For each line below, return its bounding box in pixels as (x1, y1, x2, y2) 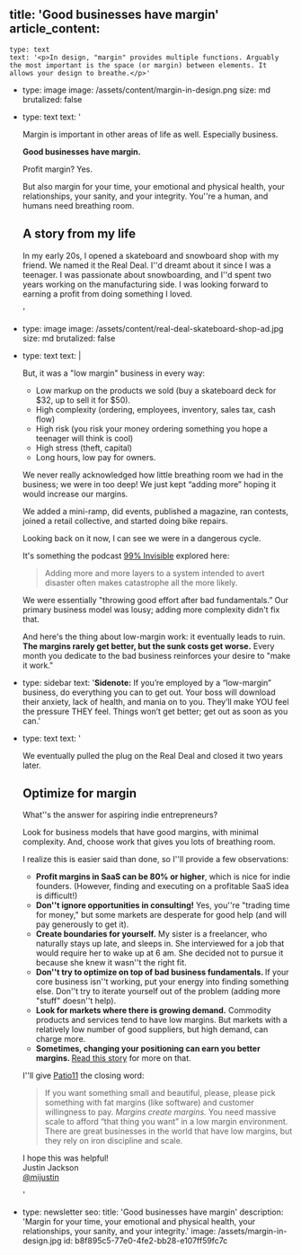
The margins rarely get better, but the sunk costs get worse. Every (22, 640, 275, 651)
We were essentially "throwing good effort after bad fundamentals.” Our (22, 594, 289, 605)
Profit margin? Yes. (22, 164, 93, 174)
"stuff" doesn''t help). (35, 995, 117, 1006)
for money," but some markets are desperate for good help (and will (35, 910, 288, 921)
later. (22, 760, 42, 770)
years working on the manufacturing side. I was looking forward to (22, 279, 269, 289)
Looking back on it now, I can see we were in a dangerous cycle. (22, 532, 262, 543)
